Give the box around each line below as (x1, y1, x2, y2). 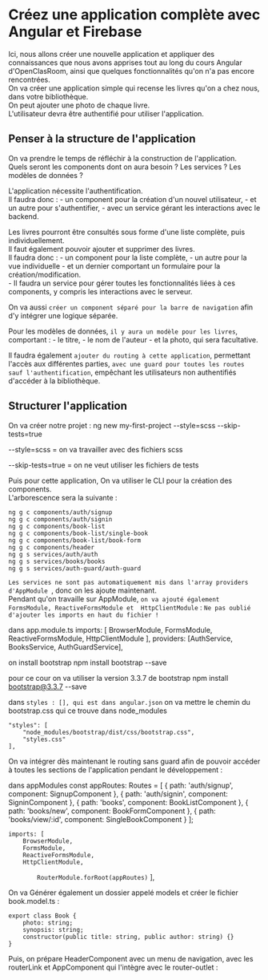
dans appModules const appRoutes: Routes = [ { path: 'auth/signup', (8, 780, 234, 790)
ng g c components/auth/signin (8, 515, 113, 523)
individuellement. (8, 235, 66, 245)
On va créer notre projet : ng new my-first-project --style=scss (8, 420, 216, 430)
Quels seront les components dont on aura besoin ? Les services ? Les (8, 162, 242, 172)
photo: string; (22, 918, 74, 927)
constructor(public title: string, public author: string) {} (22, 933, 234, 941)
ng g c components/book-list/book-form (8, 536, 142, 545)
